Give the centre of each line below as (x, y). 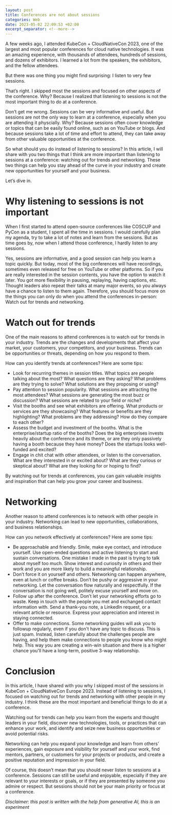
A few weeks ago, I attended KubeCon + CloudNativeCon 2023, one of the (84, 44)
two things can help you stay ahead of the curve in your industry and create (85, 165)
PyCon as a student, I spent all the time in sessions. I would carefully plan (83, 232)
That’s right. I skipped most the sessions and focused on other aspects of (83, 91)
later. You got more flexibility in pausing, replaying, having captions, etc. (81, 280)
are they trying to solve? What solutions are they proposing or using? (85, 384)
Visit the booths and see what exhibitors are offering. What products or (88, 406)
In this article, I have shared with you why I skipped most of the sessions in (84, 685)
